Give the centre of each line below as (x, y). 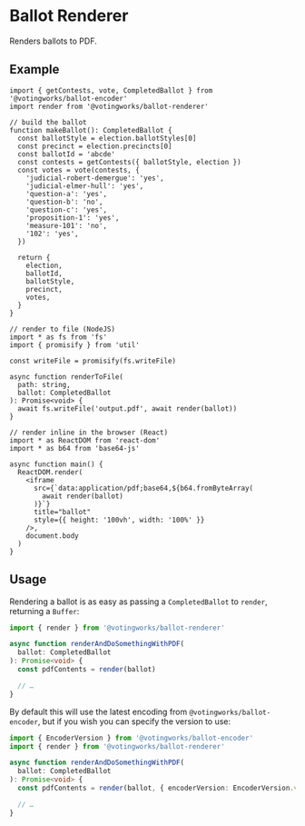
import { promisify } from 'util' (75, 345)
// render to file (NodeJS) (63, 329)
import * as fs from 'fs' (58, 337)
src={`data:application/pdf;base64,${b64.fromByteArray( (143, 488)
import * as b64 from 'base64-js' (75, 448)
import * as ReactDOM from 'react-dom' (85, 440)
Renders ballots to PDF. (53, 41)
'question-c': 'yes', (66, 210)
